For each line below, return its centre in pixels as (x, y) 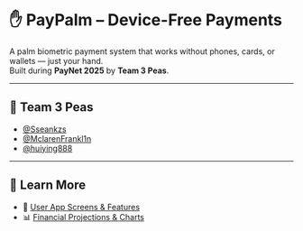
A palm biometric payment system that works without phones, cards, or (142, 51)
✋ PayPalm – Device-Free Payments (146, 20)
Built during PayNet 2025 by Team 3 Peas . (89, 70)
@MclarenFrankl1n (57, 138)
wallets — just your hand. (56, 60)
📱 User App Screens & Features (81, 207)
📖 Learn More (48, 185)
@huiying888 (47, 148)
